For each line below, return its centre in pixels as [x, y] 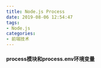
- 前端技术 [18, 39]
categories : [21, 34]
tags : [13, 22]
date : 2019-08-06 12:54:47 [40, 17]
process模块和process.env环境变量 [50, 59]
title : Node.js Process [36, 12]
